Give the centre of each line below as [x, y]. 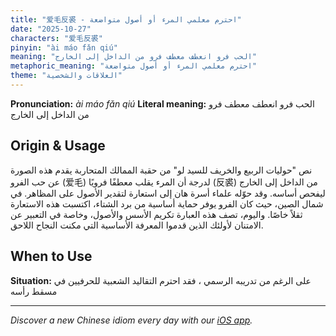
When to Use [51, 256]
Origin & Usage [58, 146]
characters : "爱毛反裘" [56, 38]
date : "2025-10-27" [51, 29]
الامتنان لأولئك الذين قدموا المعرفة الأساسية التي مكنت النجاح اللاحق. [137, 225]
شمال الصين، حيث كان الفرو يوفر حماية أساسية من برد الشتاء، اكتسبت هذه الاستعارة [167, 203]
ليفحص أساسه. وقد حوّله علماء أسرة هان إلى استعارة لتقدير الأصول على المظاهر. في [168, 193]
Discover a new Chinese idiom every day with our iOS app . [131, 320]
